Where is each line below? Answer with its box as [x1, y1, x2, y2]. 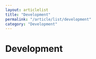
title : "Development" [5, 12, 51, 17]
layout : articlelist [5, 7, 49, 13]
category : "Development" [5, 21, 58, 27]
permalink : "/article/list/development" [5, 17, 92, 22]
